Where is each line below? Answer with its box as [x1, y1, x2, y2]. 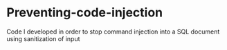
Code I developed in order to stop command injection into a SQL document [6, 27, 220, 36]
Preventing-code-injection [6, 5, 163, 21]
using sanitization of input [6, 34, 80, 42]
